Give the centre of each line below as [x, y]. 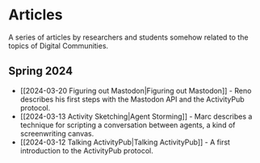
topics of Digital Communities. [59, 45]
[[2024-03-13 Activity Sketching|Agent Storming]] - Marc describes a [136, 116]
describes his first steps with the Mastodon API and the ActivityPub [132, 99]
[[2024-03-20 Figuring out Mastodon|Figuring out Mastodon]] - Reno [136, 90]
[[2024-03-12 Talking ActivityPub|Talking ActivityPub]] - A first [125, 142]
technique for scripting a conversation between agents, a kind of [128, 125]
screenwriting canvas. [57, 133]
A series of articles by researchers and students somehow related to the [128, 37]
